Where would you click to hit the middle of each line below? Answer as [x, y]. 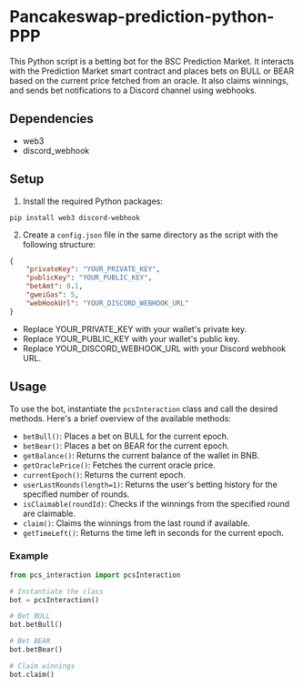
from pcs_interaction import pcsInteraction [95, 575]
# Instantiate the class [56, 591]
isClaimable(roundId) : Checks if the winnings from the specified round [156, 503]
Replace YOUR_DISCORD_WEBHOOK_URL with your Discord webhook [154, 349]
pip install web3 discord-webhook [75, 217]
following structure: [59, 244]
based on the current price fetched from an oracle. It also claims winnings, [149, 80]
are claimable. [49, 513]
